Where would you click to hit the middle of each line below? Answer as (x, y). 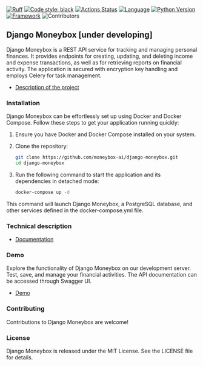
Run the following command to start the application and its (88, 174)
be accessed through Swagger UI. (49, 281)
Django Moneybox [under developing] (79, 35)
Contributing (25, 309)
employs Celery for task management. (54, 75)
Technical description (39, 226)
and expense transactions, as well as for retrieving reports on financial (94, 62)
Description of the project (47, 87)
